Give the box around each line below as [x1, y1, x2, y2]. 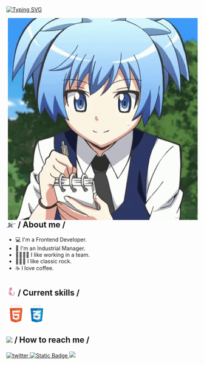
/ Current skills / [17, 287, 80, 297]
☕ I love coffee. [15, 265, 54, 272]
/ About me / [17, 219, 66, 230]
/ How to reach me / [14, 335, 90, 346]
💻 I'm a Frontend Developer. [15, 236, 87, 243]
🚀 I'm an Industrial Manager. [15, 245, 86, 252]
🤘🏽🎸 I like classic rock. [15, 258, 72, 265]
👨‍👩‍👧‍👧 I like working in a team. [15, 251, 90, 259]
